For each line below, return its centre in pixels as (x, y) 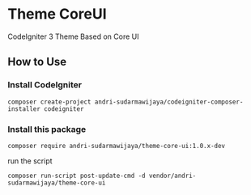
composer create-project (49, 102)
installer (24, 109)
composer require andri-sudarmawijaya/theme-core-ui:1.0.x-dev (117, 146)
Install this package (47, 129)
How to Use (37, 62)
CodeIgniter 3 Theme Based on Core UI (73, 36)
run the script (30, 161)
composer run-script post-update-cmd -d (77, 176)
